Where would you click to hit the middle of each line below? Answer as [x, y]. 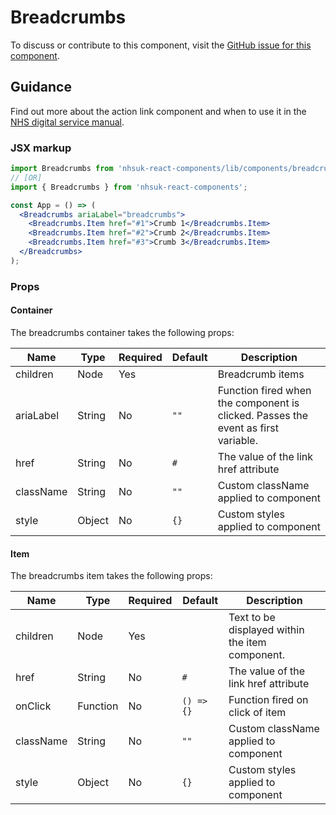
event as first [248, 428]
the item [247, 643]
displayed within [266, 630]
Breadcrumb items [261, 374]
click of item [257, 713]
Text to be [252, 618]
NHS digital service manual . [67, 122]
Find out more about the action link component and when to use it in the [158, 111]
